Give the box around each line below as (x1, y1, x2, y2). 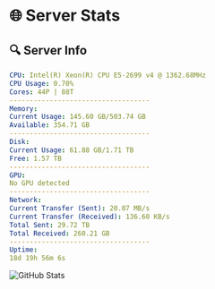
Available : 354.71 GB (9, 121, 90, 130)
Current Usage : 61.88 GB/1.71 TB (9, 145, 134, 155)
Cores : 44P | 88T (9, 87, 74, 97)
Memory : (9, 104, 39, 113)
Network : (9, 196, 42, 205)
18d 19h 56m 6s (9, 254, 66, 263)
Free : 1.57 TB (9, 154, 63, 163)
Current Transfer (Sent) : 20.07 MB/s (9, 204, 150, 213)
